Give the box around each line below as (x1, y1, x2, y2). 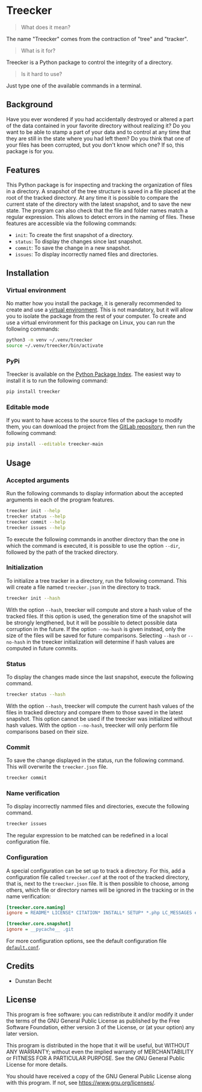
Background (6, 100, 53, 110)
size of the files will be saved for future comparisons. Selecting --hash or (6, 632, 187, 639)
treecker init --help (6, 508, 61, 514)
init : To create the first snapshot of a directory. (14, 231, 133, 238)
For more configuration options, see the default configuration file (6, 938, 167, 945)
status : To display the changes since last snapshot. (14, 238, 143, 245)
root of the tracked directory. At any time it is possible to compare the (6, 194, 179, 201)
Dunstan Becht (14, 977, 52, 984)
